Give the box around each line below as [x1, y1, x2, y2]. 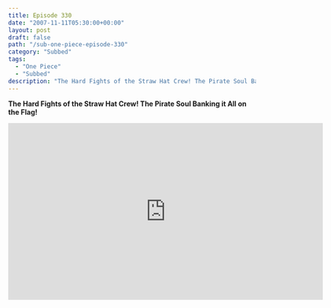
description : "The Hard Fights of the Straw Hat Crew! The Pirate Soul [8, 77, 248, 85]
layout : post [8, 26, 51, 34]
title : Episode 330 [8, 11, 72, 20]
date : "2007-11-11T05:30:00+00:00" [8, 19, 125, 27]
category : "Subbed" [8, 48, 72, 56]
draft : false [8, 33, 51, 42]
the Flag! [8, 107, 38, 116]
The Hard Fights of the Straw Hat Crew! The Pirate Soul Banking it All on [8, 99, 247, 108]
